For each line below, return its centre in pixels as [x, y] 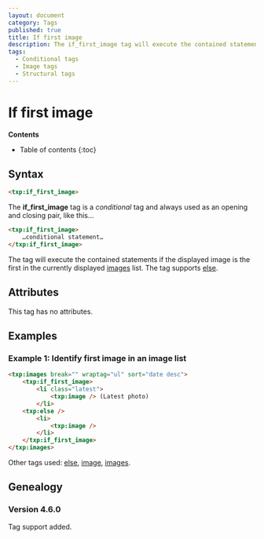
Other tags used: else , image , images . [70, 463]
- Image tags [37, 67]
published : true [35, 30]
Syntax [26, 174]
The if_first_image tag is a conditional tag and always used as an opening [128, 207]
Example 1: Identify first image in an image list [97, 358]
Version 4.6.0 [35, 509]
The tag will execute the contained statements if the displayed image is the [129, 259]
